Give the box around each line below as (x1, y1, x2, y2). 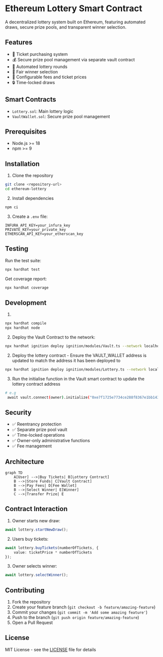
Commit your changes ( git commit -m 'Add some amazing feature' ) (12, 609, 148, 615)
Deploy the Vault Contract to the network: (12, 334, 96, 340)
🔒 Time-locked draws (12, 79, 55, 85)
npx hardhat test (5, 267, 40, 272)
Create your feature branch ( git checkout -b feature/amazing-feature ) (12, 604, 156, 610)
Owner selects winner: (12, 563, 57, 569)
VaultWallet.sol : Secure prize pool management (12, 113, 110, 119)
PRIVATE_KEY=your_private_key (5, 227, 66, 232)
